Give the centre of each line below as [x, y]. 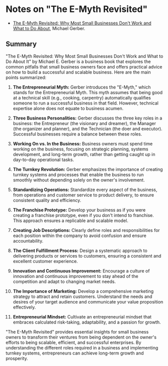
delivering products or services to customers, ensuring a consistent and [87, 255]
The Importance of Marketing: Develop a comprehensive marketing [83, 291]
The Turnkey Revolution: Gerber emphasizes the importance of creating [88, 169]
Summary [21, 44]
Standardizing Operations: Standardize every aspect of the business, [85, 189]
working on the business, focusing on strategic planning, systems [80, 149]
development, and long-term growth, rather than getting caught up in [84, 154]
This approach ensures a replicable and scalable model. [70, 220]
